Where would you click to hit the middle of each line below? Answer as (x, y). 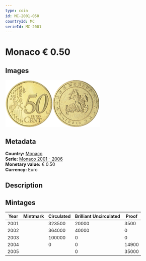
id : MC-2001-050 (22, 16)
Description (24, 186)
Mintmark (34, 216)
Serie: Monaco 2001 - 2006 (34, 159)
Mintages (20, 202)
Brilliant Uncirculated (97, 216)
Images (17, 71)
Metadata (21, 141)
